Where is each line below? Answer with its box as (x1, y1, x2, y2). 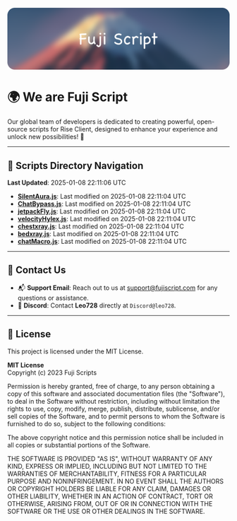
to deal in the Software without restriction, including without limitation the (7, 397, 220, 405)
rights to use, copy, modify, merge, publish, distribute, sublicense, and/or (7, 404, 220, 413)
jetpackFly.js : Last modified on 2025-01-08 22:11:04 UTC (17, 207, 186, 216)
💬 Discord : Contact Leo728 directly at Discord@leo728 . (17, 301, 176, 310)
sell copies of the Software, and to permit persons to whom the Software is (7, 411, 226, 421)
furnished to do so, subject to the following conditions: (7, 419, 166, 428)
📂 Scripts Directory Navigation (7, 160, 144, 172)
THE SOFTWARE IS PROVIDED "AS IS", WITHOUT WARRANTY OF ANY (7, 454, 213, 463)
